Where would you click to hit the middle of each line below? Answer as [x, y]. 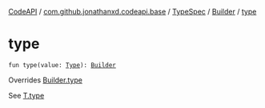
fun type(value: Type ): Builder [62, 65]
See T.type [26, 95]
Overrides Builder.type [45, 80]
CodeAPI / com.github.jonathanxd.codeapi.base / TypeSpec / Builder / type [132, 12]
